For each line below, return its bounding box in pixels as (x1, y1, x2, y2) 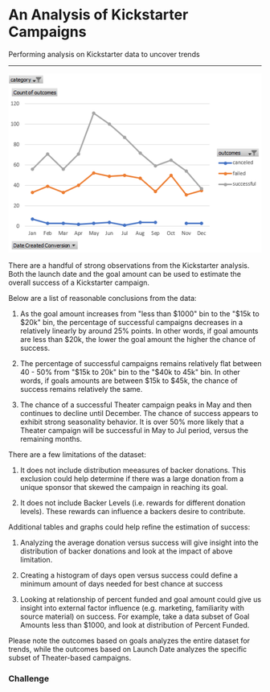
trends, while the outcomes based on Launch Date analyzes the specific (8, 645, 247, 654)
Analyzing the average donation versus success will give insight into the (19, 538, 259, 548)
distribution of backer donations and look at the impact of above (19, 546, 233, 556)
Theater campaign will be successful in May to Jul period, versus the (19, 426, 249, 435)
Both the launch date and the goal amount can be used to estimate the (8, 270, 241, 279)
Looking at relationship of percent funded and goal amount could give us (19, 595, 262, 604)
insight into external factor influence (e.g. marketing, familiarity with (19, 603, 245, 613)
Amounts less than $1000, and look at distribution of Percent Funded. (19, 620, 250, 630)
